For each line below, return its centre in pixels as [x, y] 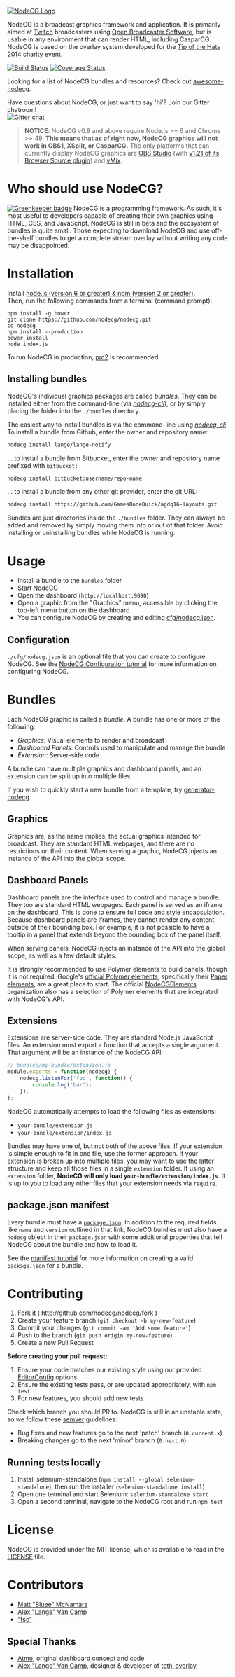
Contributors [45, 1585]
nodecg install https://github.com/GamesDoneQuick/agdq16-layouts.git [112, 504]
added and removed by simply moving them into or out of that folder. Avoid [115, 525]
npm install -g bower [39, 313]
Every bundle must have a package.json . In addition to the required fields [112, 1222]
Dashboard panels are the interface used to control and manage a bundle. [114, 897]
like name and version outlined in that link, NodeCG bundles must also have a [117, 1229]
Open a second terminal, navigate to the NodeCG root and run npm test [120, 1502]
